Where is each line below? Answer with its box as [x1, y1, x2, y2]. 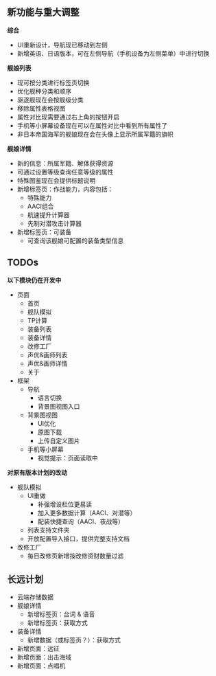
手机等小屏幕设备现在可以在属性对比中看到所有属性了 [16, 121, 168, 129]
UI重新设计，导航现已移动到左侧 [16, 41, 108, 49]
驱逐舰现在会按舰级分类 [16, 95, 84, 104]
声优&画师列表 [27, 350, 68, 359]
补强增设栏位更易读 [37, 500, 93, 508]
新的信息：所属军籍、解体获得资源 [16, 159, 114, 167]
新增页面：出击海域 [16, 653, 72, 662]
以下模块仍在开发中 [7, 275, 62, 284]
